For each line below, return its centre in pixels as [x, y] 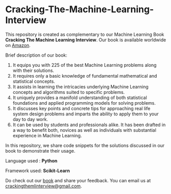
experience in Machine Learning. [47, 135]
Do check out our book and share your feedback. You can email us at [78, 180]
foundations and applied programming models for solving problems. [84, 103]
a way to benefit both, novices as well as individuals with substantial [84, 130]
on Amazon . [18, 45]
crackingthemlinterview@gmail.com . [44, 186]
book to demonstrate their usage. [40, 151]
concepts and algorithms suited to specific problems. [69, 92]
